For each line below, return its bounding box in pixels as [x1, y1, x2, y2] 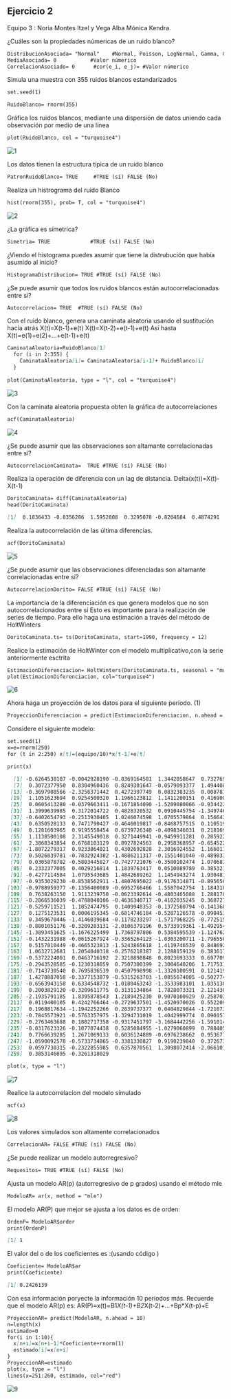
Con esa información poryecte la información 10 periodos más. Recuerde [7, 1294, 214, 1302]
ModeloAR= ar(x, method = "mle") [7, 1193, 103, 1200]
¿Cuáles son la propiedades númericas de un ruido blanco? [7, 37, 175, 45]
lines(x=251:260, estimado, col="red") [7, 1372, 122, 1379]
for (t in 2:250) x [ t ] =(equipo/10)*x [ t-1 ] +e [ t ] [7, 751, 146, 758]
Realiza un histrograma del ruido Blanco [7, 186, 120, 194]
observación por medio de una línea [7, 121, 109, 129]
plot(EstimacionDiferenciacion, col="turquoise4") [7, 673, 155, 680]
